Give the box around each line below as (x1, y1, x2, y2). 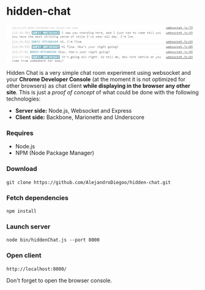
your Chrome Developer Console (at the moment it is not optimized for (6, 75, 185, 83)
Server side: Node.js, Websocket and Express (15, 107, 132, 115)
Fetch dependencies (6, 193, 69, 202)
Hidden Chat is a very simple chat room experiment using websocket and (6, 69, 192, 77)
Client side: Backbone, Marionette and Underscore (15, 113, 145, 121)
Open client (6, 251, 42, 260)
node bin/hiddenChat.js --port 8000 (6, 237, 100, 243)
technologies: (6, 95, 41, 102)
